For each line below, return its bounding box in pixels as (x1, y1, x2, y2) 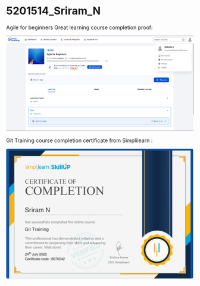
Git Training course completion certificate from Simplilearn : (6, 137, 153, 144)
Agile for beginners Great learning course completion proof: (6, 24, 153, 31)
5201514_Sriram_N (6, 4, 101, 18)
